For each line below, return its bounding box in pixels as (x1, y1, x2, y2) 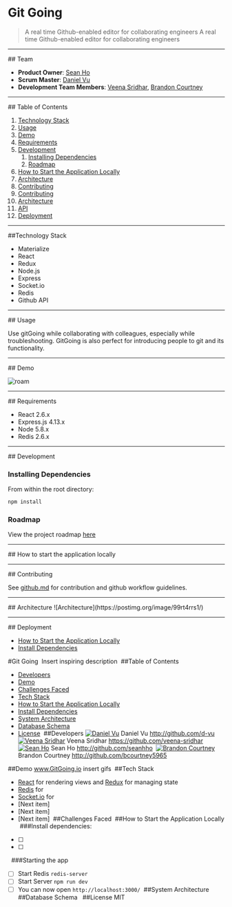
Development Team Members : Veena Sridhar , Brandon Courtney (17, 83, 203, 91)
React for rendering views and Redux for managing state (17, 778, 178, 786)
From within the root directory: (8, 485, 94, 494)
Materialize (17, 244, 50, 253)
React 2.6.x (17, 410, 50, 418)
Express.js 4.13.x (17, 418, 65, 426)
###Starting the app (10, 856, 69, 864)
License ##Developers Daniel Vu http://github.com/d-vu (17, 730, 215, 738)
